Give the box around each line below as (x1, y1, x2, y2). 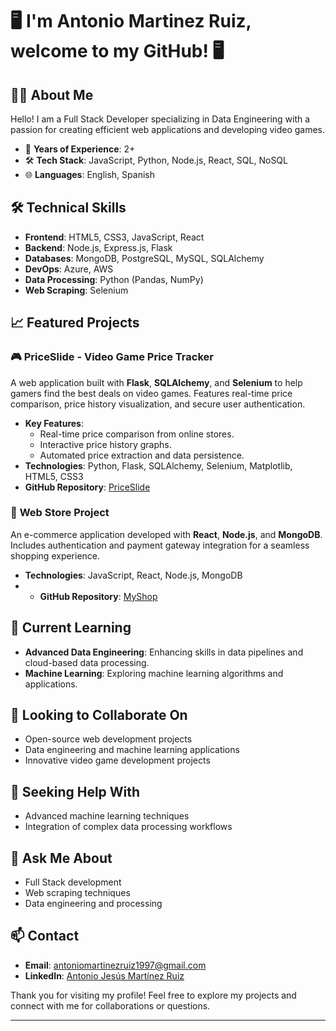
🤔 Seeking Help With (10, 783, 141, 800)
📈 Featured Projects (10, 314, 140, 332)
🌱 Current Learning (10, 619, 132, 637)
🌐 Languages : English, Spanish (24, 169, 155, 180)
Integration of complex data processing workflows (24, 821, 233, 833)
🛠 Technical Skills (10, 199, 127, 217)
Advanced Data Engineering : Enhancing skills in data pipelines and (24, 646, 304, 658)
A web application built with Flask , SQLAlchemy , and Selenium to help (10, 376, 303, 388)
